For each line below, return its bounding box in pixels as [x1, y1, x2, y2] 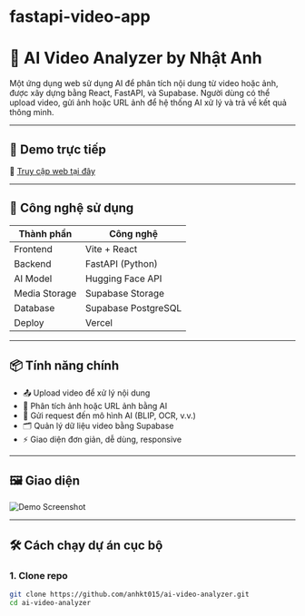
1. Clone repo [9, 569, 68, 582]
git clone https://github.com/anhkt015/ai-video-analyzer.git [9, 590, 250, 600]
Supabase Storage [84, 287, 165, 299]
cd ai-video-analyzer [9, 598, 92, 607]
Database [14, 301, 55, 314]
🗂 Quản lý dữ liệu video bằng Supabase [22, 420, 174, 431]
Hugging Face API [84, 272, 162, 285]
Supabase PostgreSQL [84, 301, 182, 314]
